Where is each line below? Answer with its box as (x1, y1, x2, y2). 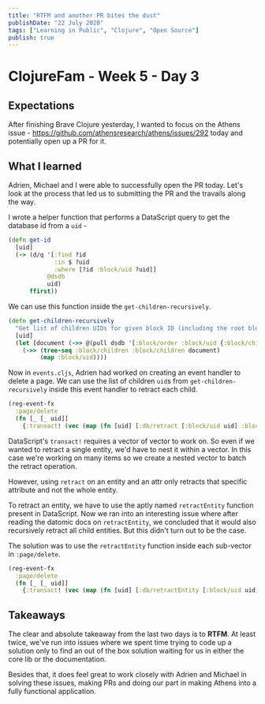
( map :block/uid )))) (39, 354, 108, 361)
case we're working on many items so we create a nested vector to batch (8, 453, 247, 462)
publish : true (8, 33, 55, 42)
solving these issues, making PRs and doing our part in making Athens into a (8, 678, 257, 687)
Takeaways (8, 609, 65, 622)
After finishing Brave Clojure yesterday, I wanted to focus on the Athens (8, 120, 241, 129)
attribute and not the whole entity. (8, 485, 118, 494)
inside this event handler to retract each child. (48, 384, 198, 395)
